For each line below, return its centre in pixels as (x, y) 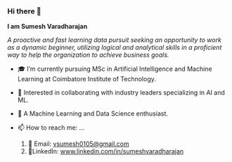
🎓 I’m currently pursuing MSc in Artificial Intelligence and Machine (115, 69)
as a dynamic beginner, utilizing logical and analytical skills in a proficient (115, 48)
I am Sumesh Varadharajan (47, 27)
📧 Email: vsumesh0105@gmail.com (79, 144)
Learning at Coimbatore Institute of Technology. (87, 79)
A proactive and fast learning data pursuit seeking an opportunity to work (114, 40)
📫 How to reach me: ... (51, 128)
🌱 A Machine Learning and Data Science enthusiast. (93, 114)
